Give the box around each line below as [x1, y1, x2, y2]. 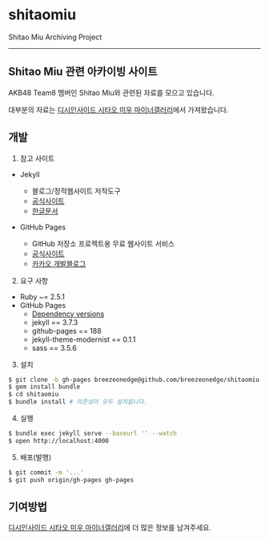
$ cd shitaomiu [8, 391, 59, 399]
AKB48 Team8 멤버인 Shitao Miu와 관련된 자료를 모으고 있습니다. [8, 87, 215, 97]
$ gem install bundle [8, 383, 81, 391]
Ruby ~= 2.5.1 [19, 291, 66, 302]
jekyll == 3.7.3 [31, 317, 78, 327]
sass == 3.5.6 [31, 343, 78, 352]
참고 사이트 [19, 153, 55, 163]
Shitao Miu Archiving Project [8, 32, 102, 42]
